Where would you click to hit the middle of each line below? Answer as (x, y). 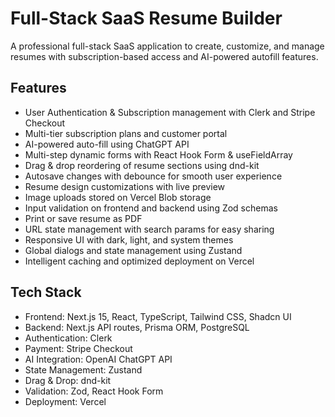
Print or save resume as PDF (83, 218)
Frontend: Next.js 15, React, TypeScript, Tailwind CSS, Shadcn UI (158, 316)
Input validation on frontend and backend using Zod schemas (151, 208)
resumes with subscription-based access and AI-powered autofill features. (164, 56)
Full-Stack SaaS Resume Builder (146, 18)
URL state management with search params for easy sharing (149, 229)
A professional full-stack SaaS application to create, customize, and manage (167, 46)
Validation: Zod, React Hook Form (94, 391)
